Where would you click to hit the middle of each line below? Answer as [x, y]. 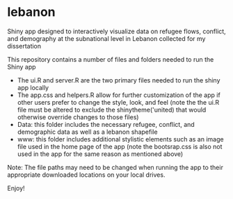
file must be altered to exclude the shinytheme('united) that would [112, 110]
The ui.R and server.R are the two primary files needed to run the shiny [119, 80]
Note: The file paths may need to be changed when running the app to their [115, 167]
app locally [33, 87]
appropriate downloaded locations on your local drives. [86, 175]
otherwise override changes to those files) [78, 117]
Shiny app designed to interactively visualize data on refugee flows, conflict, [116, 31]
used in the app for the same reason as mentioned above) [100, 154]
